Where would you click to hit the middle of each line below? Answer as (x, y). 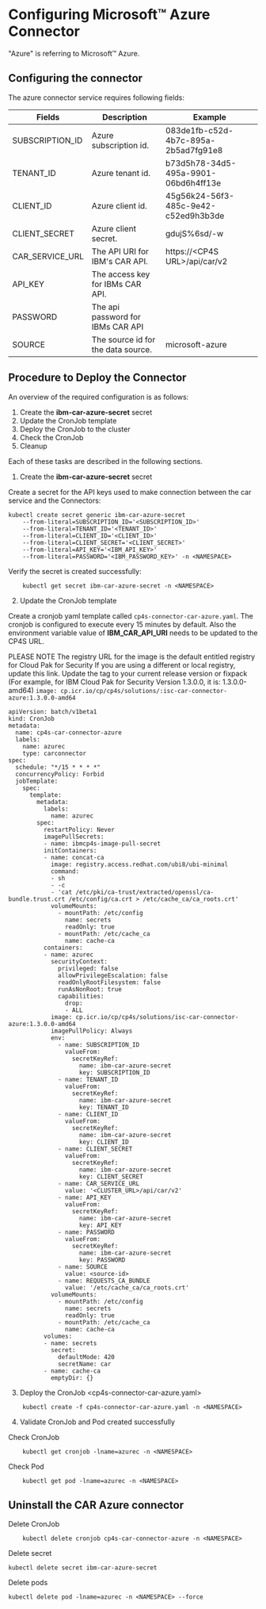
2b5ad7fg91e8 (194, 150)
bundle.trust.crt (37, 899)
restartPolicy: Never (79, 829)
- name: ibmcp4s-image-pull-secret (102, 843)
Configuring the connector (76, 78)
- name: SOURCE (83, 1266)
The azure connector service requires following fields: (96, 98)
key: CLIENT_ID (104, 1142)
